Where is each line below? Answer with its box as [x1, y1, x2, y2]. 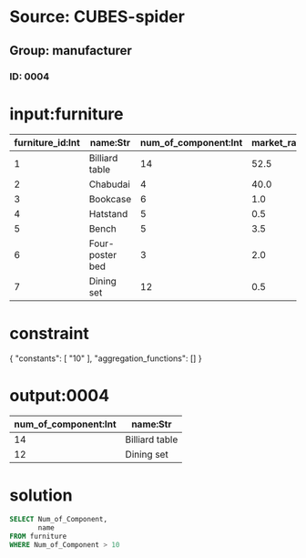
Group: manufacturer [9, 43, 132, 58]
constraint [9, 323, 89, 344]
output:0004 [9, 385, 110, 406]
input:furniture [9, 103, 124, 124]
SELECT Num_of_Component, [9, 515, 107, 524]
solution [9, 485, 73, 505]
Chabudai [88, 178, 130, 191]
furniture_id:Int [14, 137, 80, 150]
